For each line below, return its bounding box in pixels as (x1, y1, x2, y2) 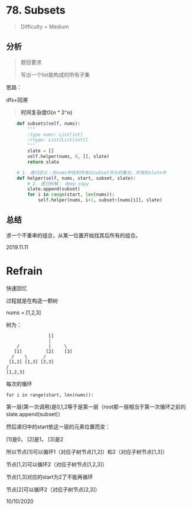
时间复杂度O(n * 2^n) (20, 109, 73, 116)
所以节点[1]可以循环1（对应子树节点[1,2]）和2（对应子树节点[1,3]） (6, 448, 168, 455)
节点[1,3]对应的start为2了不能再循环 (6, 473, 93, 480)
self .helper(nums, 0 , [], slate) (27, 154, 110, 160)
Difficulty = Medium (20, 23, 69, 30)
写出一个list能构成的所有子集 (20, 71, 90, 78)
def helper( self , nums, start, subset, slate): (17, 175, 136, 181)
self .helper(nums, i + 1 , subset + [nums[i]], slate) (37, 197, 162, 203)
